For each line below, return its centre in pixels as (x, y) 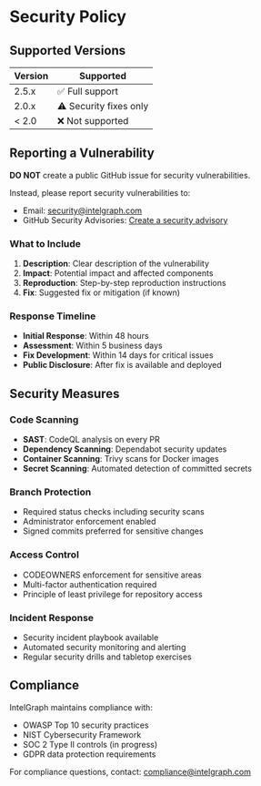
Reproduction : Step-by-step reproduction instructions (124, 283)
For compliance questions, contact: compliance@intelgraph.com (130, 771)
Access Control (45, 555)
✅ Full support (88, 91)
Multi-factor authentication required (90, 584)
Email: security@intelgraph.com (82, 210)
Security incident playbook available (90, 637)
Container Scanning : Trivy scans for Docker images (121, 459)
